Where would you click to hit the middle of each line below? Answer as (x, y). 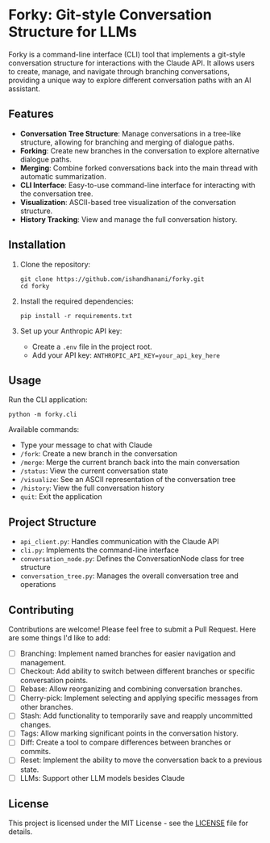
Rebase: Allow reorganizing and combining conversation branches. (131, 689)
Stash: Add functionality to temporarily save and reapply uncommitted (136, 715)
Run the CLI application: (48, 400)
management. (43, 663)
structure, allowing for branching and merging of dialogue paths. (127, 142)
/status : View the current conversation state (94, 471)
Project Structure (52, 522)
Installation (37, 245)
